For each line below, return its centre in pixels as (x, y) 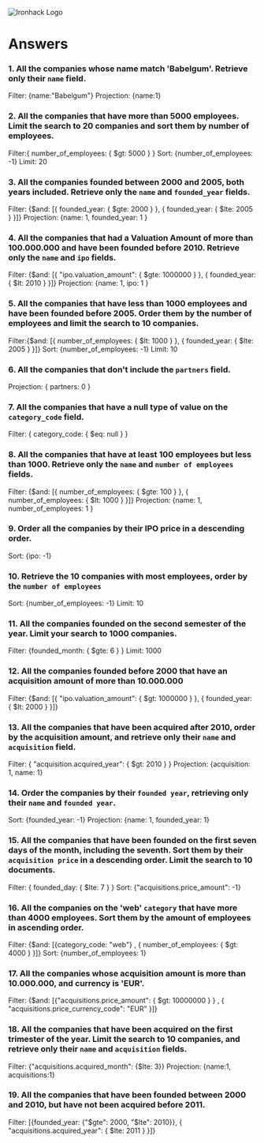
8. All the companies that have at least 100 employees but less (130, 455)
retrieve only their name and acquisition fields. (98, 1049)
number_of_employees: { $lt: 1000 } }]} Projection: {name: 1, (105, 500)
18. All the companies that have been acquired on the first (121, 1029)
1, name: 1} (26, 773)
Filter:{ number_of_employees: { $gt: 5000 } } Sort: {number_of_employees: (131, 153)
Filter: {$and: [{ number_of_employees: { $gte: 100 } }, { (99, 491)
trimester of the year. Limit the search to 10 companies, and (124, 1040)
